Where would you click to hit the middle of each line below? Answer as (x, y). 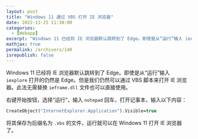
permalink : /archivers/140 (39, 50)
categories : (21, 28)
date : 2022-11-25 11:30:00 (39, 22)
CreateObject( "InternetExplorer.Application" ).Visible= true (82, 111)
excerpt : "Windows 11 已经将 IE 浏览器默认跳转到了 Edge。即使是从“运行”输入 (94, 39)
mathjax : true (24, 45)
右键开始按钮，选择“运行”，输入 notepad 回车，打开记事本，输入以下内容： (97, 100)
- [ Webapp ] (25, 33)
